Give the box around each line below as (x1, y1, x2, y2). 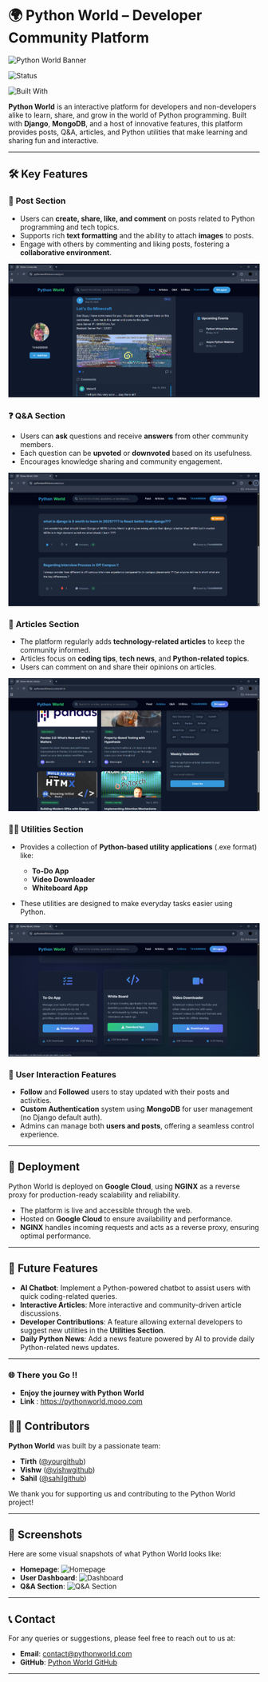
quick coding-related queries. (19, 1291, 118, 1300)
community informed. (19, 645, 91, 655)
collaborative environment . (19, 247, 112, 257)
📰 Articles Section (8, 618, 80, 629)
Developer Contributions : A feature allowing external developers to (19, 1316, 243, 1326)
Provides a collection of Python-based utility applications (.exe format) (19, 841, 258, 852)
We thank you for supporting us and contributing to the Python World (8, 1488, 235, 1498)
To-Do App (31, 865, 69, 876)
